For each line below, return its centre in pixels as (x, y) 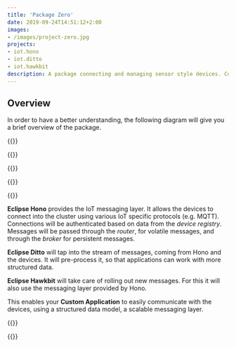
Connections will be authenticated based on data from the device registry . (115, 224)
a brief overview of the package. (54, 128)
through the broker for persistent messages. (71, 239)
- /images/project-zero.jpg (48, 37)
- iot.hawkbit (28, 67)
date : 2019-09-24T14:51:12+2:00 (54, 22)
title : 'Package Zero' (40, 15)
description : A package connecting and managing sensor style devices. (114, 74)
